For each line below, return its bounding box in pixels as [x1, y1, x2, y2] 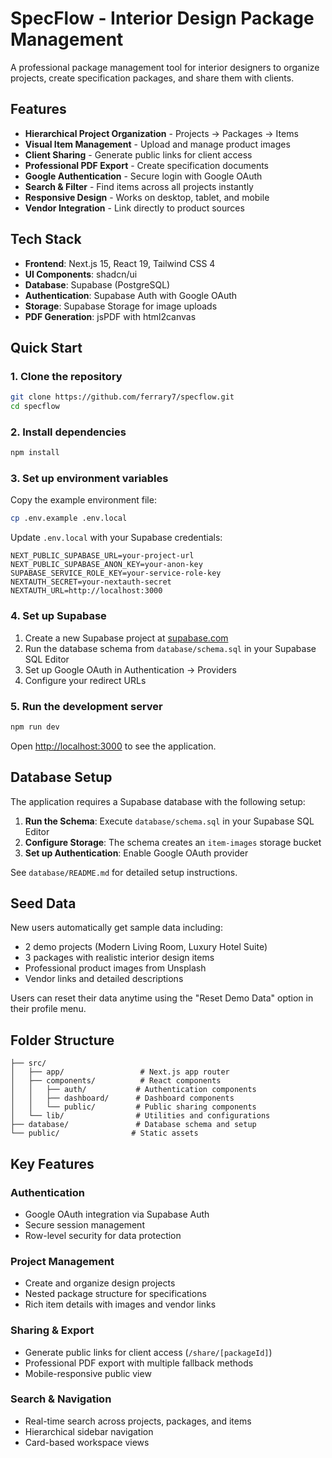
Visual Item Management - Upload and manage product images [24, 138, 291, 150]
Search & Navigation [10, 1392, 112, 1406]
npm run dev [10, 722, 60, 732]
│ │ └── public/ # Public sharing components [10, 1102, 257, 1112]
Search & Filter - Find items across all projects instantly [24, 180, 254, 192]
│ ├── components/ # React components [10, 1076, 222, 1086]
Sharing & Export [10, 1323, 95, 1337]
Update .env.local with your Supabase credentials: [10, 532, 223, 544]
